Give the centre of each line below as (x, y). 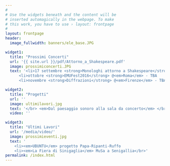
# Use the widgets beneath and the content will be (61, 15)
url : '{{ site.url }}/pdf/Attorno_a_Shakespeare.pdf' (68, 61)
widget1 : (14, 52)
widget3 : (14, 122)
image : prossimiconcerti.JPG (40, 67)
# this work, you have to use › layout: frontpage (60, 24)
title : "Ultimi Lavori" (35, 127)
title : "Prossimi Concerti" (39, 57)
